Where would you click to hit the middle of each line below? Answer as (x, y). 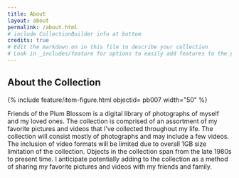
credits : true (28, 41)
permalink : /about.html (43, 27)
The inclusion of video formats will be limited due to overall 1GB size (107, 144)
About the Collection (54, 83)
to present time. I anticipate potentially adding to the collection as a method (118, 159)
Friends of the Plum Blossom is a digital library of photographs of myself (113, 113)
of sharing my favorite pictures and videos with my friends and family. (110, 166)
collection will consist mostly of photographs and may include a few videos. (118, 136)
